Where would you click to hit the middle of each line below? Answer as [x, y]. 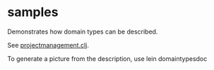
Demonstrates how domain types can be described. [83, 31]
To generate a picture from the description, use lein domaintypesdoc [107, 58]
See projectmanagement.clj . [48, 45]
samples [33, 12]
